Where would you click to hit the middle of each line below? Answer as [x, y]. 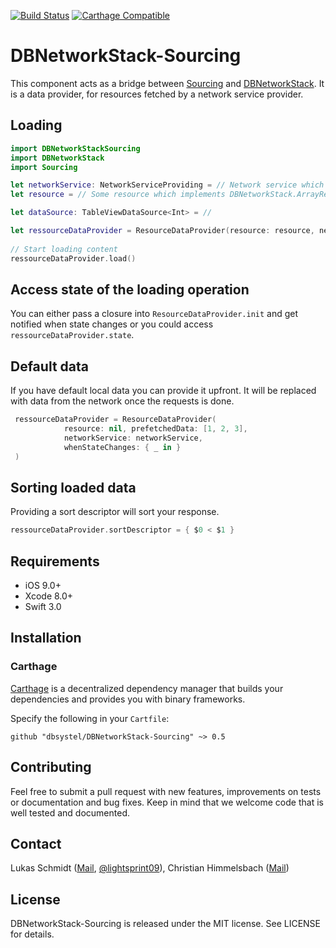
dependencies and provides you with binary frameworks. [128, 699]
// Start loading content [64, 249]
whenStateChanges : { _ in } [122, 447]
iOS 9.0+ [43, 585]
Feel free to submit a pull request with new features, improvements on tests [166, 791]
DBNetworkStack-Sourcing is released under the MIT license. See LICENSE [165, 924]
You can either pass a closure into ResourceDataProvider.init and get [154, 314]
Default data [49, 366]
